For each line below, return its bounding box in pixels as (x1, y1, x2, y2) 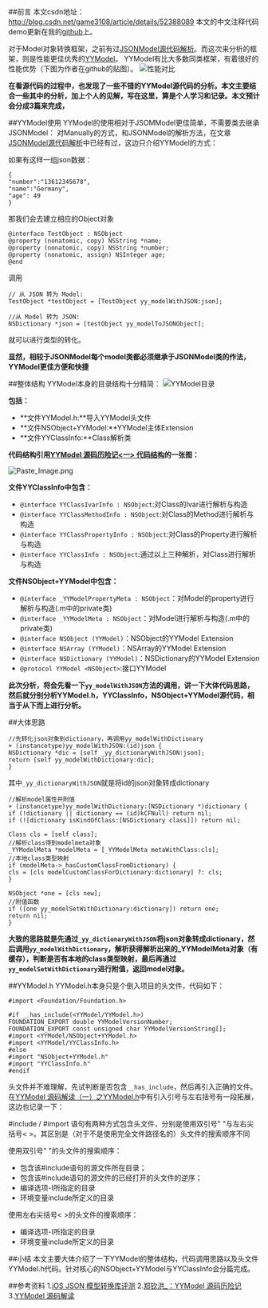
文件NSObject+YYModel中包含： (8, 577, 119, 586)
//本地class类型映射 (8, 854, 69, 862)
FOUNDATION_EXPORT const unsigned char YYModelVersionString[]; (8, 1025, 227, 1033)
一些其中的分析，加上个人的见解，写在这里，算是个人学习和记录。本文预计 (14, 91, 260, 100)
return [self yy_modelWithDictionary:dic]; (8, 756, 156, 764)
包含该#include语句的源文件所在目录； (19, 1163, 147, 1172)
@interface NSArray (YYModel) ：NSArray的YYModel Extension (19, 643, 227, 653)
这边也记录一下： (8, 1102, 65, 1111)
